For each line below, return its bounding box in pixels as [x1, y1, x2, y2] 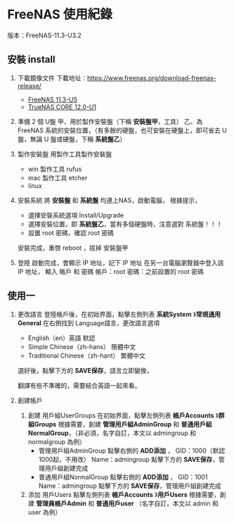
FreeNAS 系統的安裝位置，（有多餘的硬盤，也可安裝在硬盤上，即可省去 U [17, 126, 227, 134]
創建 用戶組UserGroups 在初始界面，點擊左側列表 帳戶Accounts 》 [27, 411, 219, 420]
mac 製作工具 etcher [27, 173, 88, 182]
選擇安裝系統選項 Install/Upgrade [27, 210, 124, 219]
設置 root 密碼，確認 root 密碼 [27, 228, 115, 237]
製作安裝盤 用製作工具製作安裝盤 [17, 149, 112, 158]
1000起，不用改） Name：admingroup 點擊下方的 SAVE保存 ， [38, 455, 219, 463]
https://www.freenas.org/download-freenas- [86, 73, 216, 82]
